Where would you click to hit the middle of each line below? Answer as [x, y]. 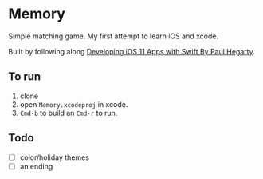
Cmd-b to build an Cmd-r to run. [69, 113]
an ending [36, 166]
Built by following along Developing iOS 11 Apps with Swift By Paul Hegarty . [131, 51]
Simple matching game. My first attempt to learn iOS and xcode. [114, 36]
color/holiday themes [55, 157]
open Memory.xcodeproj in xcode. [74, 104]
